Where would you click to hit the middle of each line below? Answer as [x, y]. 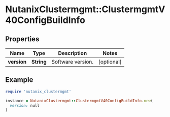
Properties [22, 39]
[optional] [110, 62]
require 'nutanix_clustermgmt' [38, 92]
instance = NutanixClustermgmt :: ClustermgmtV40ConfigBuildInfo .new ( [79, 101]
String [39, 62]
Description [73, 53]
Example [19, 80]
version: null [25, 105]
